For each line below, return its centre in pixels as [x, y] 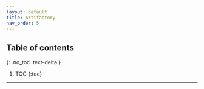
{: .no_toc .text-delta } [34, 62]
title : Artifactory [31, 18]
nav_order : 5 [23, 23]
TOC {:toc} [29, 74]
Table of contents [40, 48]
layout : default [27, 12]
